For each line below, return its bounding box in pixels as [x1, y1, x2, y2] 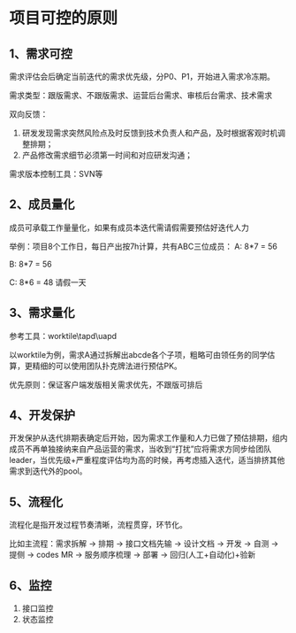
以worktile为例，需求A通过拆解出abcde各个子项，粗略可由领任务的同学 [9, 349, 268, 359]
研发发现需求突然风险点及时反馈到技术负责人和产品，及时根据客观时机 [21, 127, 278, 138]
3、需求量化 [9, 305, 75, 320]
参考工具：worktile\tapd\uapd [9, 330, 118, 341]
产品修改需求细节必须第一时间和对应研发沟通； [21, 150, 193, 160]
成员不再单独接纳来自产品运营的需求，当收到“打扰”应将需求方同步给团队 [9, 444, 272, 454]
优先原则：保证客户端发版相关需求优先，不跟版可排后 [9, 379, 203, 390]
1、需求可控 [9, 46, 73, 61]
